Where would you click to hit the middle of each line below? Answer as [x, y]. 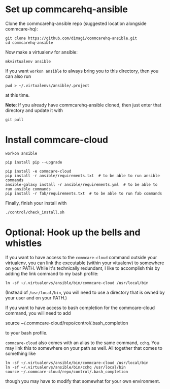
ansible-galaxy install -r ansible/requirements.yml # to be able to [81, 184]
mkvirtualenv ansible [28, 61]
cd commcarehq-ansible [29, 43]
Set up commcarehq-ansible [66, 9]
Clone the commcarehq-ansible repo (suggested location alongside [76, 23]
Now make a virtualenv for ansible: [41, 52]
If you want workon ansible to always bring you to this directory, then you [82, 71]
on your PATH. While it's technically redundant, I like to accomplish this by [83, 268]
